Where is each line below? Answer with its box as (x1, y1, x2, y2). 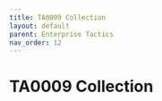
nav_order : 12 (9, 38, 63, 47)
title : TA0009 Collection (9, 13, 106, 22)
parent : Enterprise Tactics (9, 29, 115, 38)
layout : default (9, 21, 70, 30)
